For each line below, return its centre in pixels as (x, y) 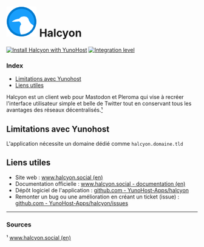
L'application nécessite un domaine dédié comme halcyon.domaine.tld (95, 144)
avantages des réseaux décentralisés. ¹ (55, 110)
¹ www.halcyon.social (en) (39, 238)
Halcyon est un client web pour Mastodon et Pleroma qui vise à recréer (95, 97)
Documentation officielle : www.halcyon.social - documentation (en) (100, 184)
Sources (19, 225)
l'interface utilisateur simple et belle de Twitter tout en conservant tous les (99, 104)
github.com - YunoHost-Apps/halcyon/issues (72, 203)
